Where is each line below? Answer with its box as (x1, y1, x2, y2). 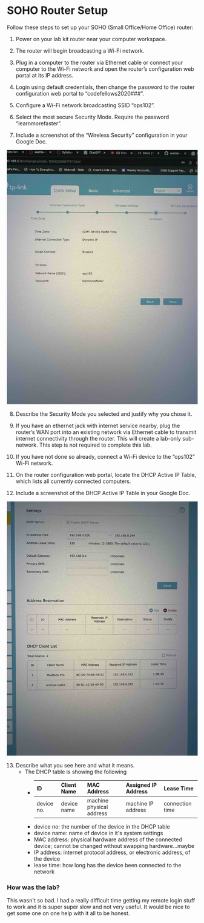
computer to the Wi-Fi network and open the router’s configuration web (15, 65, 194, 73)
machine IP (125, 800, 154, 807)
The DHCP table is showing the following (24, 768, 127, 775)
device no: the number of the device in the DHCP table (33, 823, 170, 830)
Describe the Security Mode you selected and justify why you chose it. (15, 410, 192, 418)
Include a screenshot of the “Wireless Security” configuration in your (15, 131, 188, 139)
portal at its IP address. (15, 71, 74, 79)
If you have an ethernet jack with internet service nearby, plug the (15, 422, 180, 429)
